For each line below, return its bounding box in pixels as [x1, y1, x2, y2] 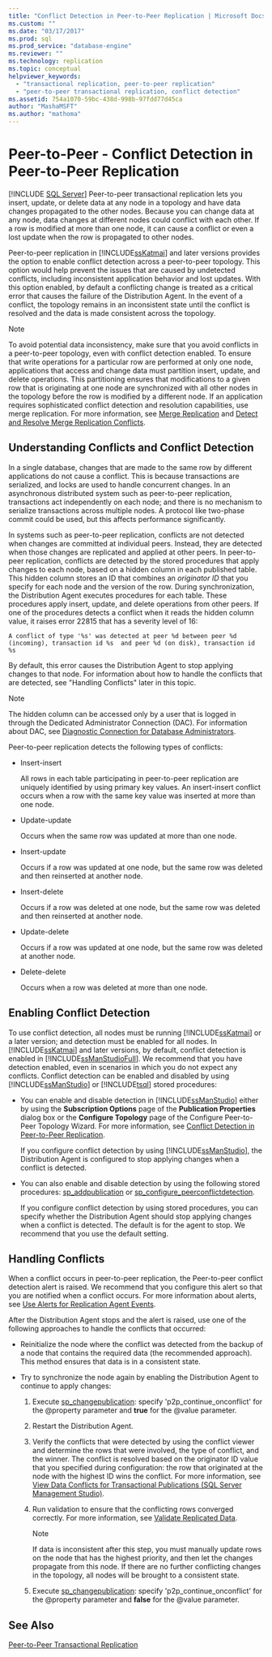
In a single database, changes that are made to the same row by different [8, 462, 253, 472]
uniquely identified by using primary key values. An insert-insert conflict [19, 782, 261, 792]
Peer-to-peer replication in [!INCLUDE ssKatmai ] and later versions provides [8, 248, 261, 257]
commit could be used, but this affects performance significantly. [8, 514, 227, 524]
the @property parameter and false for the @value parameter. [32, 1594, 240, 1604]
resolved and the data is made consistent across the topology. [8, 308, 216, 317]
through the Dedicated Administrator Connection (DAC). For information [8, 718, 248, 727]
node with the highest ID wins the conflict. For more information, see [32, 1471, 261, 1482]
